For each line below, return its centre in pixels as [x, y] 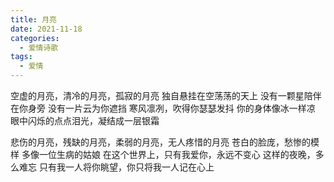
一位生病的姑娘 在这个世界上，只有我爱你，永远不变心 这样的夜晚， [177, 154]
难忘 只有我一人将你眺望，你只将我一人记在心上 [116, 167]
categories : [35, 38]
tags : [21, 57]
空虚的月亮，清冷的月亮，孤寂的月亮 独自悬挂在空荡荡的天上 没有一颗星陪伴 [166, 95]
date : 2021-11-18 [46, 29]
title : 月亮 [33, 19]
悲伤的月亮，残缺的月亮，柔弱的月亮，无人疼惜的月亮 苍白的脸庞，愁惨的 [160, 142]
